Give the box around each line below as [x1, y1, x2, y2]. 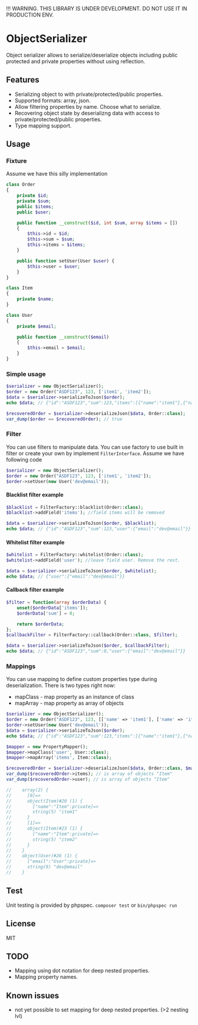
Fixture [6, 157, 27, 165]
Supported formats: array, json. [14, 97, 91, 104]
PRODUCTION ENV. [6, 11, 54, 18]
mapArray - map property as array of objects [14, 700, 124, 707]
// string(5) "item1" [6, 809, 78, 815]
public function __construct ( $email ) [16, 334, 110, 340]
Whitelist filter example [6, 539, 65, 546]
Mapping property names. [14, 974, 78, 981]
